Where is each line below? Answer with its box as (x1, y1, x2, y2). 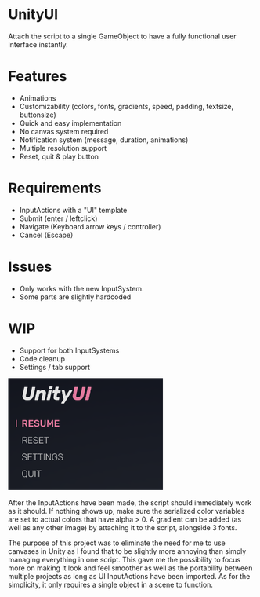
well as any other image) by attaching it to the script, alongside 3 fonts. (8, 522, 237, 532)
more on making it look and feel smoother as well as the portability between (8, 563, 253, 573)
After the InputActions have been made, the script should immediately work (8, 497, 252, 507)
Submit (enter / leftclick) (19, 214, 98, 223)
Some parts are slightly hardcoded (19, 292, 132, 302)
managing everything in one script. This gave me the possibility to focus (8, 555, 241, 564)
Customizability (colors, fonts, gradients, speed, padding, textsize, (19, 101, 234, 111)
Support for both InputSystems (19, 346, 120, 355)
